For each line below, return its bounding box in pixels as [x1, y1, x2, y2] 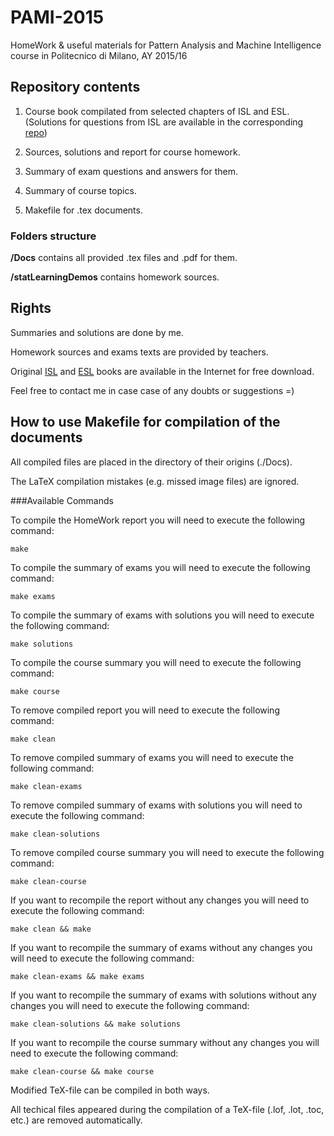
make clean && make [10, 924, 92, 934]
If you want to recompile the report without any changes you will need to [10, 894, 310, 906]
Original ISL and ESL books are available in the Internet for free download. [10, 365, 315, 377]
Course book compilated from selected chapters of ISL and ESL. [24, 105, 290, 117]
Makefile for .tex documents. [24, 204, 143, 216]
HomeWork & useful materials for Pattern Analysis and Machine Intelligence [10, 39, 322, 51]
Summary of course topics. [24, 184, 137, 196]
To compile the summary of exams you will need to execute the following [10, 561, 311, 573]
